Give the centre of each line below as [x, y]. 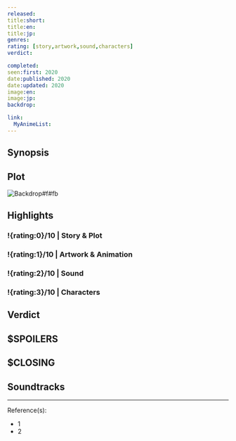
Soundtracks [36, 386]
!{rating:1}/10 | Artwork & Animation [70, 255]
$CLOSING [31, 363]
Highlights [31, 216]
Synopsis [28, 153]
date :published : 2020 [39, 79]
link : [15, 118]
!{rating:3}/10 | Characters [54, 293]
